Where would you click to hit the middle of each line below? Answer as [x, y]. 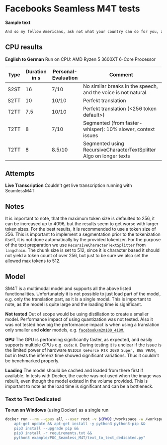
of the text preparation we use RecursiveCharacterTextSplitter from [75, 245]
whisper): [94, 129]
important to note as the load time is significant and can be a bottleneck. [79, 386]
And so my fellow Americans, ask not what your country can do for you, [82, 31]
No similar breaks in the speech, [120, 86]
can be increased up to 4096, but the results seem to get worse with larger [82, 224]
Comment [121, 74]
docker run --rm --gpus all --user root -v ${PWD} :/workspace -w [74, 419]
